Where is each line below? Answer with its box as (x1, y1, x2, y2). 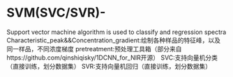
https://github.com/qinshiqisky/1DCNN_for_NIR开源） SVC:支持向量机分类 (6, 53, 218, 62)
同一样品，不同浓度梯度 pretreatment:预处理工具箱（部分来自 (6, 44, 182, 53)
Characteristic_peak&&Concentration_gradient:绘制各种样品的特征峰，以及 (6, 36, 221, 44)
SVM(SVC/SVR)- (6, 5, 106, 21)
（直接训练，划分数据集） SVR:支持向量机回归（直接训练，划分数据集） (6, 62, 212, 70)
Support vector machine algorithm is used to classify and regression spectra (6, 28, 227, 36)
